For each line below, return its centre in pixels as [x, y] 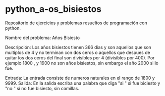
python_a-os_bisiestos [53, 9]
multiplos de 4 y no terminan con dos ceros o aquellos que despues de [78, 52]
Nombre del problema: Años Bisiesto [43, 38]
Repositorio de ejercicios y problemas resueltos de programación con [76, 23]
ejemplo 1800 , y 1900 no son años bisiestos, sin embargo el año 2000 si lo [82, 63]
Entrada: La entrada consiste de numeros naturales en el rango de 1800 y [80, 78]
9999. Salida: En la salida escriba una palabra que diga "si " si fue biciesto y [83, 83]
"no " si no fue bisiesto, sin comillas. [42, 88]
